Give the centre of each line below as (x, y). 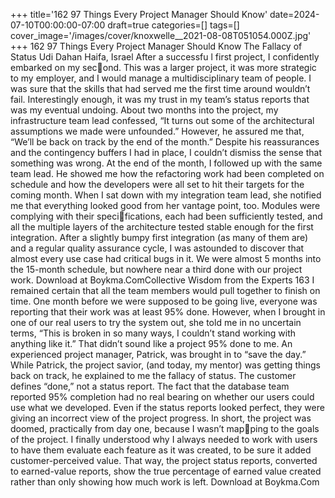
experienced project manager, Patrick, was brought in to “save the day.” (158, 354)
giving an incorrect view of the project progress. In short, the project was (161, 418)
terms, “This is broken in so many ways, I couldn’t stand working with (153, 333)
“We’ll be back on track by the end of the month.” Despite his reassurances (165, 142)
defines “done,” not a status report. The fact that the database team (150, 386)
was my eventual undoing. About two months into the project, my (144, 110)
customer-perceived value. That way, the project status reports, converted (164, 460)
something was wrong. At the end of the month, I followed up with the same (166, 163)
